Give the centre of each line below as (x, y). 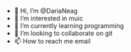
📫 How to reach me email (52, 41)
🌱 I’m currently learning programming (69, 26)
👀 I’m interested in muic (48, 18)
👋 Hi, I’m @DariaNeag (46, 11)
